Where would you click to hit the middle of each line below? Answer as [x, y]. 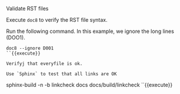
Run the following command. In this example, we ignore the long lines [90, 31]
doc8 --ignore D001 [30, 48]
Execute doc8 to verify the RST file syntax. [57, 20]
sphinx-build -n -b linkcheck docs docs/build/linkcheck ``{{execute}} [89, 85]
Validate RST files [27, 9]
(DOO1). [16, 37]
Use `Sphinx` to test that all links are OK [61, 74]
